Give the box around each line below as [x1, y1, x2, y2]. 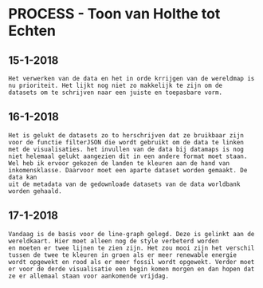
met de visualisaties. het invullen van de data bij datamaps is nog [8, 145, 245, 153]
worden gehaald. [8, 187, 62, 195]
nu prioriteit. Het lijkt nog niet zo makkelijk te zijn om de [8, 81, 223, 89]
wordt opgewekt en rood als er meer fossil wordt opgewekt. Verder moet [8, 258, 255, 266]
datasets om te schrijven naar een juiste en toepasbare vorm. [8, 89, 223, 97]
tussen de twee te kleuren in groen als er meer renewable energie [8, 251, 237, 259]
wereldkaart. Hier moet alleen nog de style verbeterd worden [8, 237, 219, 245]
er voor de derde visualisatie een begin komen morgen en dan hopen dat [8, 265, 255, 273]
